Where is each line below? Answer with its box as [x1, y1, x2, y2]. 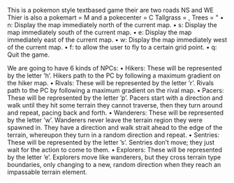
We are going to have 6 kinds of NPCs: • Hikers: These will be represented [7, 64, 222, 72]
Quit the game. [7, 50, 50, 59]
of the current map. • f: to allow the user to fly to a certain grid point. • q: [7, 43, 217, 51]
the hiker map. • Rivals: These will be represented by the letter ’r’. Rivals [7, 79, 214, 87]
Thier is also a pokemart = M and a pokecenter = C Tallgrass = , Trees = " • [7, 13, 224, 22]
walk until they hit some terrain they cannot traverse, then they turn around [7, 101, 223, 109]
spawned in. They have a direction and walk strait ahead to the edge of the [7, 124, 223, 131]
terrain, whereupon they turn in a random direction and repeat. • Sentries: [7, 131, 220, 139]
